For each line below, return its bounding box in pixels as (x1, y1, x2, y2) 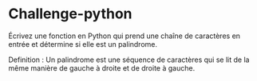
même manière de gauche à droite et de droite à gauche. (8, 63, 196, 72)
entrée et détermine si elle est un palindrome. (8, 39, 158, 48)
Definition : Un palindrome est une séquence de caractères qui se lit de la (8, 55, 250, 64)
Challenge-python (8, 5, 132, 23)
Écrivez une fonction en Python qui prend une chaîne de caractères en (8, 31, 241, 40)
